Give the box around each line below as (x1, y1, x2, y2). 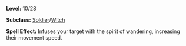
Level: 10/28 (6, 5, 36, 12)
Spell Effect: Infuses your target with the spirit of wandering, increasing (6, 28, 181, 35)
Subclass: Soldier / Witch (6, 17, 65, 23)
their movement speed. (6, 34, 62, 41)
